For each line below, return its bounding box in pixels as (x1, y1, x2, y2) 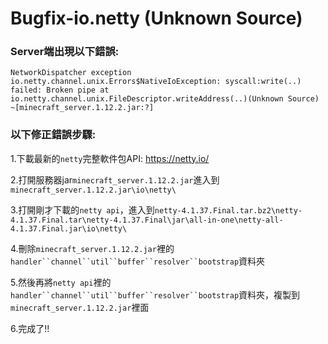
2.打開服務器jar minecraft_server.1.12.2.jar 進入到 (10, 173, 220, 186)
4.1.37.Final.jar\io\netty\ (10, 223, 128, 234)
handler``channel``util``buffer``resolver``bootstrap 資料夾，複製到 (10, 288, 301, 301)
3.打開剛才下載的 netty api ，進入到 (10, 203, 155, 216)
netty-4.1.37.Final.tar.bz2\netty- (154, 205, 303, 216)
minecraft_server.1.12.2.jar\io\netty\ (10, 185, 177, 195)
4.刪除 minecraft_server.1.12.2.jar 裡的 (10, 242, 175, 254)
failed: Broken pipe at (10, 85, 110, 96)
